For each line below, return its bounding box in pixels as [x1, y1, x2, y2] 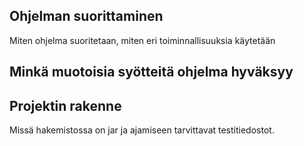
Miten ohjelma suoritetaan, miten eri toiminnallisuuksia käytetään [9, 34, 276, 46]
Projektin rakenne [9, 97, 122, 114]
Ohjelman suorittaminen [9, 8, 164, 25]
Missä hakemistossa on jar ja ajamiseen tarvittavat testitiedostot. [9, 124, 275, 136]
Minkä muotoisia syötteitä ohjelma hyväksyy [9, 64, 294, 81]
